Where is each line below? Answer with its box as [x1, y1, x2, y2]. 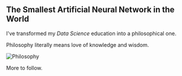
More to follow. [6, 64, 43, 71]
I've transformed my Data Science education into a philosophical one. [6, 30, 177, 37]
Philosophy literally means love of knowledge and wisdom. [6, 41, 149, 48]
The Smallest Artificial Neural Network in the [6, 5, 175, 15]
